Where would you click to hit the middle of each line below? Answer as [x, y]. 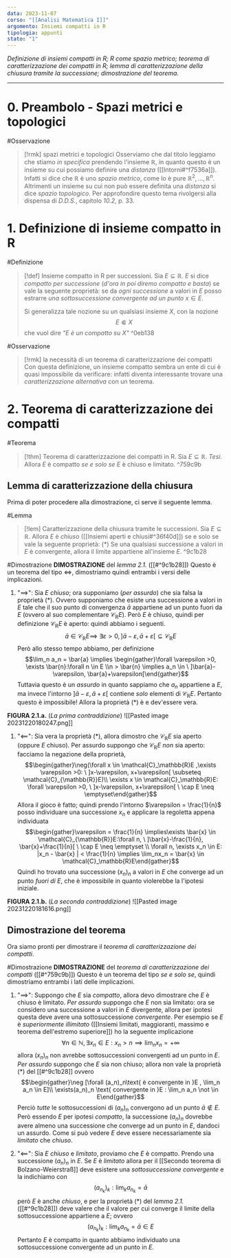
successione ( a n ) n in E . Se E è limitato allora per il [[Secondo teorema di [119, 1161]
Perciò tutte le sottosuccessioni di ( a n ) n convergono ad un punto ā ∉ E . [118, 1108]
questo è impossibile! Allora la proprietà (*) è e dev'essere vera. [107, 702]
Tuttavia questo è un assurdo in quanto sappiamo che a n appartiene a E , [120, 685]
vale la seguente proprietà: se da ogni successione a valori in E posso [123, 291]
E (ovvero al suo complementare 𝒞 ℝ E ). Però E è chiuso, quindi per [110, 616]
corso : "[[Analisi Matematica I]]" [58, 20]
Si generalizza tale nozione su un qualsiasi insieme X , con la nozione [121, 311]
